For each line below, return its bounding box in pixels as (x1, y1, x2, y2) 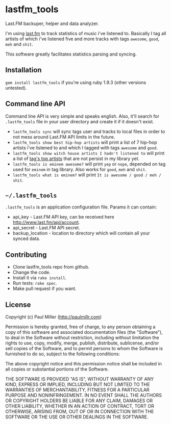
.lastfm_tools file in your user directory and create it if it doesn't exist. (5, 118, 154, 124)
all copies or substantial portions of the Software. (5, 366, 109, 372)
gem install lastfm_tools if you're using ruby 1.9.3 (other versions (5, 79, 146, 85)
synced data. (12, 235, 40, 242)
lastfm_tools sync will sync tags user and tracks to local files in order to (12, 128, 165, 135)
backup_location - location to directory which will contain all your (12, 230, 150, 236)
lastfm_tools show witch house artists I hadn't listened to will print (12, 150, 165, 156)
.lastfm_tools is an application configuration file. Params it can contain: (5, 204, 157, 210)
